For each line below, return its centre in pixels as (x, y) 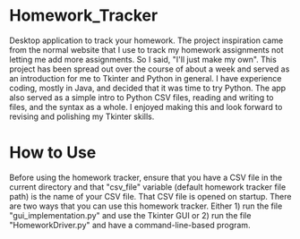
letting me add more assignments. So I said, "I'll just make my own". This (143, 59)
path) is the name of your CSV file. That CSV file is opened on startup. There (150, 196)
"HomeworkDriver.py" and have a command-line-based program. (130, 225)
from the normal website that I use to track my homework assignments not (146, 49)
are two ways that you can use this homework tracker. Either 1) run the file (146, 206)
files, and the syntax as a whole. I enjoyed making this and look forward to (146, 107)
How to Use (53, 153)
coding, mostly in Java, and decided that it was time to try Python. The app (148, 88)
